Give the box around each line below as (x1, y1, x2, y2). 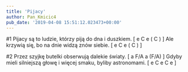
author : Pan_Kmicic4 (6, 14, 57, 20)
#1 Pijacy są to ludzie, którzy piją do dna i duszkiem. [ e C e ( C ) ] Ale (6, 36, 174, 43)
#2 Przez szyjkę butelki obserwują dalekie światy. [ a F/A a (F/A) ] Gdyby (6, 53, 182, 60)
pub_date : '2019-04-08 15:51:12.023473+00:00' (6, 19, 122, 25)
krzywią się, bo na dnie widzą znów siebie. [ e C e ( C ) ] (6, 42, 142, 49)
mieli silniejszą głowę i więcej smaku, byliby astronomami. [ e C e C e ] (6, 59, 177, 66)
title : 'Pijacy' (6, 8, 46, 15)
